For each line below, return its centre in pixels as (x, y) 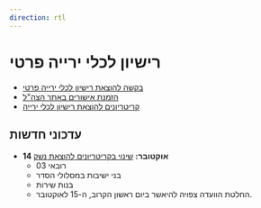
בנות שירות (54, 185)
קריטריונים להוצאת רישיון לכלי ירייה (81, 106)
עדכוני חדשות (46, 135)
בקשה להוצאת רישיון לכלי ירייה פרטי (83, 87)
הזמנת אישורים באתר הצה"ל (70, 96)
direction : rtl (38, 18)
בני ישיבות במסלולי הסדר (78, 176)
